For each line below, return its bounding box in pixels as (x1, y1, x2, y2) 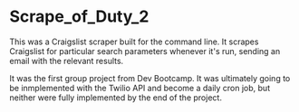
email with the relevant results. (9, 55, 124, 66)
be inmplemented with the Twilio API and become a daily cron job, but (9, 82, 270, 93)
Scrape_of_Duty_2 (9, 6, 149, 27)
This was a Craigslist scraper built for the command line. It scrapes (9, 36, 259, 47)
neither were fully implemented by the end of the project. (9, 92, 222, 103)
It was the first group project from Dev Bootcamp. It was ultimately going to (9, 72, 291, 83)
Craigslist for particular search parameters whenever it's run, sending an (9, 45, 281, 56)
